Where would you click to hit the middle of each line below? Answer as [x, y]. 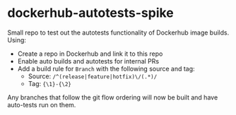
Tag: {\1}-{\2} [50, 83]
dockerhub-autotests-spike [91, 13]
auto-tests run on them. [42, 104]
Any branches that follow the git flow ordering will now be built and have [113, 97]
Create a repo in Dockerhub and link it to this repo [90, 54]
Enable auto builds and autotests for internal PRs [88, 61]
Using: [17, 40]
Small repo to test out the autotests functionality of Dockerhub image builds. [118, 32]
